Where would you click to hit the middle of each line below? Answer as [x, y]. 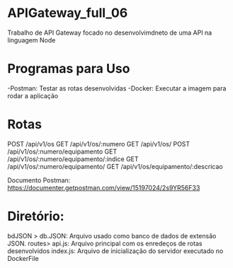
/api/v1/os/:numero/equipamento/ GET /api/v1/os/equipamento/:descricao [115, 166]
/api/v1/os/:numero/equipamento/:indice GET [73, 159]
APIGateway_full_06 [68, 13]
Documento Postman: [39, 180]
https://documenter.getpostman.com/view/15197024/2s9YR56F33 [104, 187]
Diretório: [36, 216]
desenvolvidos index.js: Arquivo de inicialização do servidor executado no [115, 251]
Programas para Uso [69, 69]
